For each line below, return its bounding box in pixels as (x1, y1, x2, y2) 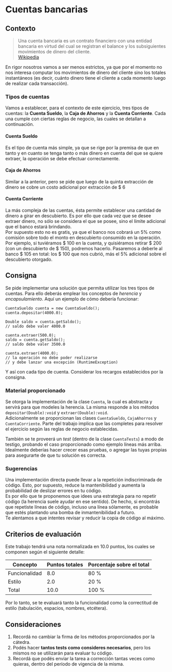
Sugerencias (5, 465, 37, 472)
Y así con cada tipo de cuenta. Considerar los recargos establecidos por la (5, 368, 163, 375)
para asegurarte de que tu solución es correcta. (5, 452, 107, 458)
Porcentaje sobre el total (88, 561, 150, 568)
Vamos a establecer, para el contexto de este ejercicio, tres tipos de (5, 105, 149, 111)
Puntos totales (47, 561, 83, 568)
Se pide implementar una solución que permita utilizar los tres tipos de (5, 285, 155, 291)
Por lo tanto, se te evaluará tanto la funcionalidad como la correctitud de (5, 600, 158, 606)
